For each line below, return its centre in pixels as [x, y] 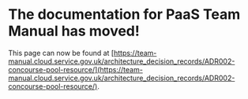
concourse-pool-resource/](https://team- [76, 69]
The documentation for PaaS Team [124, 15]
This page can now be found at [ [61, 53]
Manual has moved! [74, 31]
